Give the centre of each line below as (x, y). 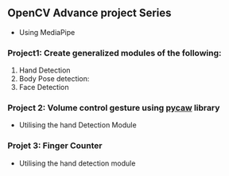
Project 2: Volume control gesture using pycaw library (114, 108)
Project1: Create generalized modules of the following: (114, 53)
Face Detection (44, 88)
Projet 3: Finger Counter (55, 146)
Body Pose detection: (54, 79)
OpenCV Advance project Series (89, 13)
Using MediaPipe (47, 32)
